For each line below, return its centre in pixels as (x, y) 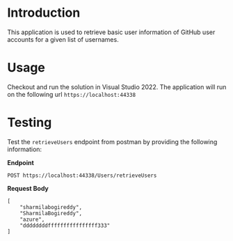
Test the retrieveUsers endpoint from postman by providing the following (112, 141)
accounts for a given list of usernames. (63, 39)
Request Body (28, 188)
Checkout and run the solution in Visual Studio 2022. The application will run (117, 87)
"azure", (32, 219)
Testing (30, 123)
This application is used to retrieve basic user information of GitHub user (111, 32)
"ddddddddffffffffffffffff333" (65, 225)
